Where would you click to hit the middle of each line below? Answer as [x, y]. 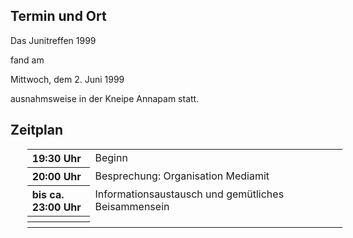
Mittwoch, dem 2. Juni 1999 [67, 79]
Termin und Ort [58, 16]
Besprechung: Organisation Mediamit [182, 176]
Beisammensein [132, 206]
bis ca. [48, 194]
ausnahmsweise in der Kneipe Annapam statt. [105, 98]
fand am [27, 60]
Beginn [111, 157]
